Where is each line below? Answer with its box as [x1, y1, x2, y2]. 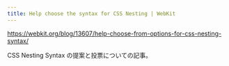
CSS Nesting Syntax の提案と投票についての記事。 [7, 51, 152, 59]
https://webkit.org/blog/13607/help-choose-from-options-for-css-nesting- [7, 29, 222, 38]
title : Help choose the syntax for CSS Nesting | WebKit [7, 10, 176, 17]
